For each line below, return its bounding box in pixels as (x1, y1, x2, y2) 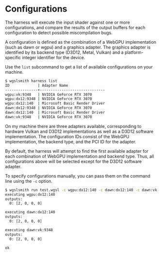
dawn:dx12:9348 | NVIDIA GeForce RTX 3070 (5, 106, 92, 111)
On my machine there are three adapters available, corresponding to (5, 123, 142, 129)
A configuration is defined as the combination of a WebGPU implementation (5, 39, 157, 45)
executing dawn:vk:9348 (5, 227, 53, 232)
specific (5, 54, 21, 60)
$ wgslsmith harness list (5, 79, 57, 83)
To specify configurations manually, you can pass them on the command (5, 173, 150, 179)
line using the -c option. (5, 178, 52, 184)
